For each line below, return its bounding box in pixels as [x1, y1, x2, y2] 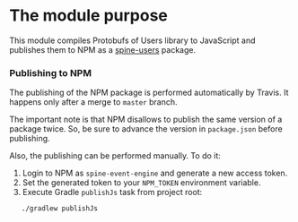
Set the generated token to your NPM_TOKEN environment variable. [22, 177, 261, 188]
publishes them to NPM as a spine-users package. [9, 44, 196, 55]
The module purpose [9, 5, 169, 26]
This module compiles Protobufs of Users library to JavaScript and [9, 35, 256, 46]
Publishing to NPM [9, 66, 92, 79]
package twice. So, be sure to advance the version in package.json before [9, 124, 283, 134]
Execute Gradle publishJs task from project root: [22, 187, 203, 198]
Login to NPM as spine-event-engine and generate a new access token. [22, 167, 288, 179]
